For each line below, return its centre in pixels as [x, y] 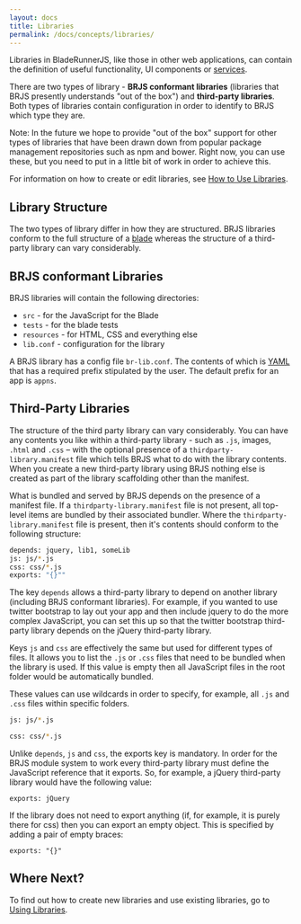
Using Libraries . [39, 910]
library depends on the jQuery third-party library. [121, 631]
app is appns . [33, 380]
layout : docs [34, 18]
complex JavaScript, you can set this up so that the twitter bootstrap [136, 621]
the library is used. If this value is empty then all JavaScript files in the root [147, 667]
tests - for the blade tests [70, 325]
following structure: [45, 533]
